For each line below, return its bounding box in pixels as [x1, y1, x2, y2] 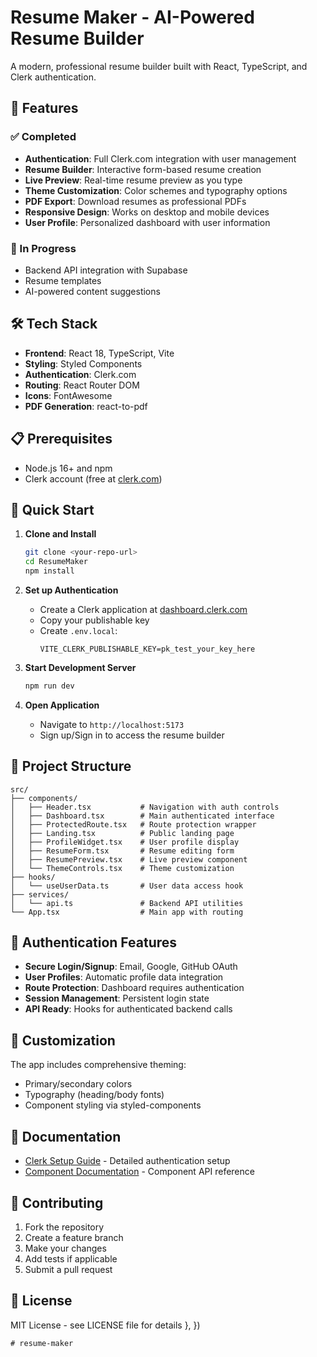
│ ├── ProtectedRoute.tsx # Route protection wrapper [10, 819, 257, 830]
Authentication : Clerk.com [24, 368, 137, 380]
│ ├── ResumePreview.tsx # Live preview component [10, 854, 248, 865]
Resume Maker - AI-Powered [10, 6, 255, 29]
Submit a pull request [24, 1263, 113, 1275]
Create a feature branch [24, 1231, 124, 1243]
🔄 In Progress [10, 241, 77, 255]
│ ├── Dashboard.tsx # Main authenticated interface [10, 811, 275, 821]
